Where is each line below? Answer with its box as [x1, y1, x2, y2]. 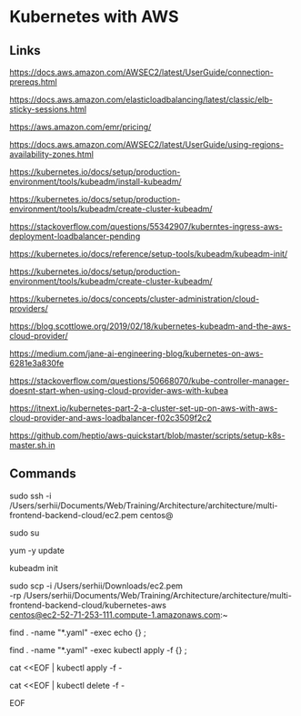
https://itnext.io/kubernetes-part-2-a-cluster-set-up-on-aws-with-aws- [9, 403, 278, 414]
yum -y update [9, 545, 65, 556]
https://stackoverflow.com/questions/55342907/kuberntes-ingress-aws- [9, 221, 284, 231]
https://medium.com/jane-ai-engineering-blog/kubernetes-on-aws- [9, 348, 264, 359]
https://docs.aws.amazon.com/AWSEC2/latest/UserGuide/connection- [9, 66, 275, 77]
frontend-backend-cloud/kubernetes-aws [9, 599, 166, 610]
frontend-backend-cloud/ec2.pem [9, 509, 138, 520]
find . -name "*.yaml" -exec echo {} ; [9, 627, 147, 638]
